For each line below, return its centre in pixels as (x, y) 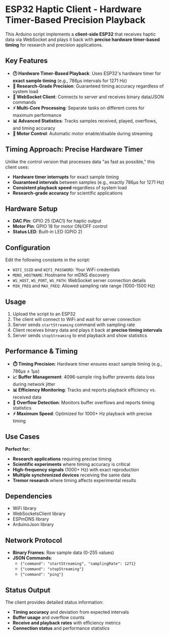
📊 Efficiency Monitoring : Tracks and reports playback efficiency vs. (84, 390)
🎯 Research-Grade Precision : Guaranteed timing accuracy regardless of (88, 86)
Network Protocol (34, 540)
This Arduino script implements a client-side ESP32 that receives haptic (80, 34)
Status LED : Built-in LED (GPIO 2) (47, 232)
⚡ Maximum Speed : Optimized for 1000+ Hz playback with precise (82, 413)
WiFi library (25, 508)
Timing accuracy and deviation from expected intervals (71, 612)
